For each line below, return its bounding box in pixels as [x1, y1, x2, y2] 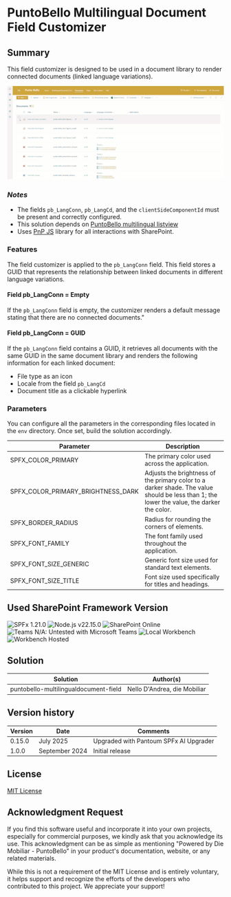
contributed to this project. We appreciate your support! [7, 882, 165, 890]
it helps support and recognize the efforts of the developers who [7, 874, 190, 883]
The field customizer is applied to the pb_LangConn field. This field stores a [7, 260, 216, 269]
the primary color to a [144, 476, 206, 485]
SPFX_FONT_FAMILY [10, 539, 70, 547]
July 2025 [38, 737, 69, 745]
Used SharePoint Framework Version [7, 602, 168, 614]
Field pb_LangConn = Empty [7, 291, 90, 299]
